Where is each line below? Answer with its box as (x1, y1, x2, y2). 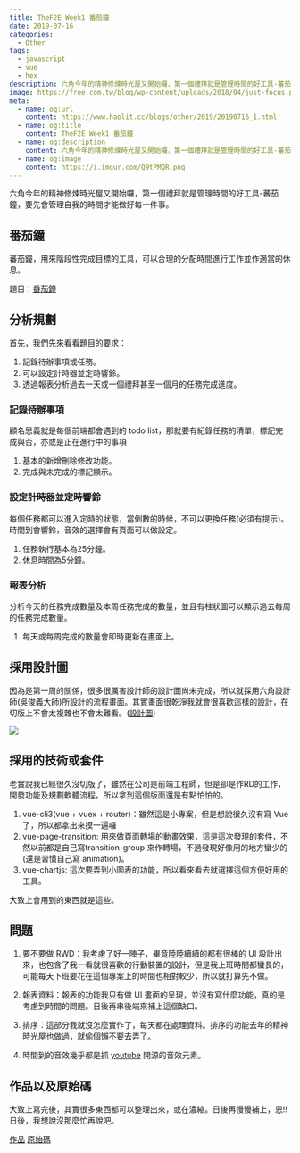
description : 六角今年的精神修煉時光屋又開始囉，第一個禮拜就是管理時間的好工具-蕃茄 (9, 79, 292, 88)
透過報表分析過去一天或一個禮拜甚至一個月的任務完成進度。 (21, 379, 242, 389)
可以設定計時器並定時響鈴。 (21, 368, 125, 378)
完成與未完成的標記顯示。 (21, 466, 117, 478)
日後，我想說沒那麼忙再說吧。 (9, 1115, 119, 1126)
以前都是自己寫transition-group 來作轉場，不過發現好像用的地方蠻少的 (29, 841, 288, 853)
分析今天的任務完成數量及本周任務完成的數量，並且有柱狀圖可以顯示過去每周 (9, 600, 291, 612)
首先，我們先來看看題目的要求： (9, 338, 127, 348)
